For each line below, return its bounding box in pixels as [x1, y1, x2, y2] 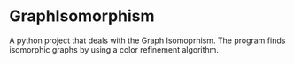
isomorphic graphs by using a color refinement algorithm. [9, 44, 220, 54]
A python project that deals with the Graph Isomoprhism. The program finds [9, 35, 286, 46]
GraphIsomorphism [9, 6, 155, 26]
